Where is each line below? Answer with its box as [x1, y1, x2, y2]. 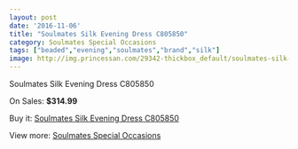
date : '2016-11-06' [9, 21, 82, 30]
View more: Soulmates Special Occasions [9, 130, 161, 140]
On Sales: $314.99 [9, 96, 78, 106]
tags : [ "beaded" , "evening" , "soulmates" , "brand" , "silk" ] [9, 46, 220, 55]
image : [9, 54, 34, 63]
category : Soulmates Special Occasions [9, 37, 157, 47]
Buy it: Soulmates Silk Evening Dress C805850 [9, 113, 180, 123]
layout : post [9, 12, 58, 22]
